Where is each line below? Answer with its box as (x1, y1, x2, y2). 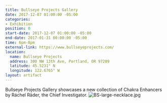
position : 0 (5, 26, 30, 31)
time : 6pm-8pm (5, 40, 35, 45)
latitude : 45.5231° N (10, 63, 56, 68)
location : (5, 49, 26, 54)
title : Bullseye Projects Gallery (5, 7, 78, 13)
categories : (5, 17, 30, 22)
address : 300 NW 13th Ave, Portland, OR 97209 (10, 59, 110, 64)
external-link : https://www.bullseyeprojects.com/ (5, 45, 114, 50)
